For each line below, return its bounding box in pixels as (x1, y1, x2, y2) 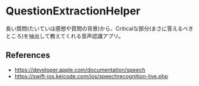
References (5, 50, 50, 61)
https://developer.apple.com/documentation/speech (14, 66, 146, 73)
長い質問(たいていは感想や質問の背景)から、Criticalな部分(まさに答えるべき (5, 25, 194, 32)
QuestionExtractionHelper (5, 4, 141, 18)
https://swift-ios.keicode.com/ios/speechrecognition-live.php (14, 72, 168, 79)
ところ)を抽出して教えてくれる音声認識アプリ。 (5, 32, 124, 40)
